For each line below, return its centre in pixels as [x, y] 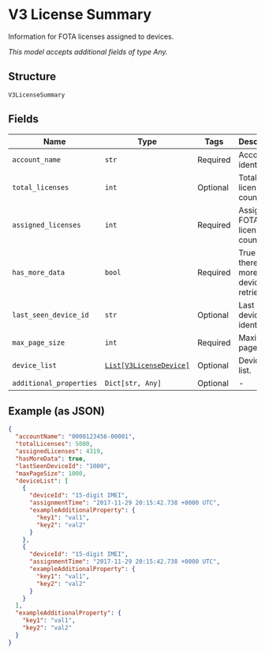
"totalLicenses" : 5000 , [54, 444]
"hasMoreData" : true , [51, 459]
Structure [32, 77]
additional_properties [54, 383]
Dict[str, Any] [133, 383]
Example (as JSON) [56, 411]
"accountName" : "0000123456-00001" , [75, 437]
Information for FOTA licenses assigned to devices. [91, 36]
